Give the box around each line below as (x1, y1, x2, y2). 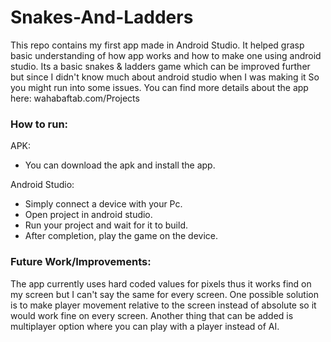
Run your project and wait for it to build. (24, 219, 189, 231)
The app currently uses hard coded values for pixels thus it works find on (10, 277, 312, 290)
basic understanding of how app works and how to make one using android (10, 49, 322, 61)
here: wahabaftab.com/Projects (10, 92, 140, 104)
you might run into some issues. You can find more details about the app (10, 81, 309, 93)
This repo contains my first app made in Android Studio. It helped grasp (10, 39, 305, 51)
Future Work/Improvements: (10, 255, 152, 269)
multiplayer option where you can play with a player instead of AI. (10, 320, 280, 332)
